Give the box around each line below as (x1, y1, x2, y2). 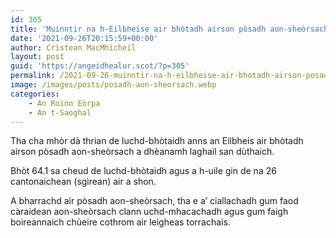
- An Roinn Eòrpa (28, 98, 101, 108)
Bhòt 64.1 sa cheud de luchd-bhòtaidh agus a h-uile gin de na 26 (10, 165, 277, 177)
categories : (10, 89, 60, 99)
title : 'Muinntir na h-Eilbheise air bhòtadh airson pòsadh (10, 24, 267, 34)
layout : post (10, 52, 65, 62)
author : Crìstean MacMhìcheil (10, 42, 137, 53)
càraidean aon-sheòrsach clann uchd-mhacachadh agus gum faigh (10, 206, 289, 218)
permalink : (10, 71, 56, 81)
